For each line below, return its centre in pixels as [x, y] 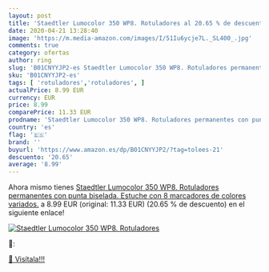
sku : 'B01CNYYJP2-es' [44, 75]
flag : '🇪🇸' [28, 134]
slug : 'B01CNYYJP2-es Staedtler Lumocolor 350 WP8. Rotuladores [118, 68]
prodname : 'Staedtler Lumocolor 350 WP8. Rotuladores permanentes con [128, 120]
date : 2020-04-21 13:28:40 [53, 30]
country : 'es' [32, 127]
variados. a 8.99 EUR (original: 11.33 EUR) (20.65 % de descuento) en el [127, 204]
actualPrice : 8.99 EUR [46, 90]
